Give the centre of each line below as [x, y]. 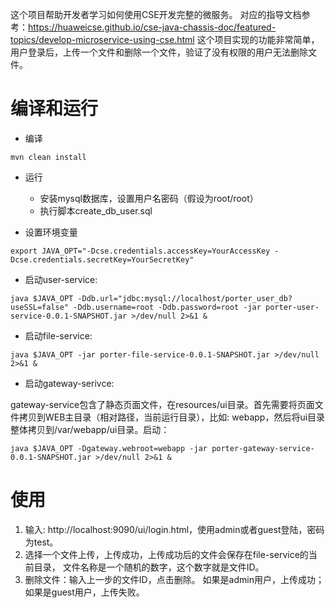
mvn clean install [48, 157]
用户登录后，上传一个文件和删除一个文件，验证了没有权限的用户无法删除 [159, 52]
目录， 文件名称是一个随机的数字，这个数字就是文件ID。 [149, 567]
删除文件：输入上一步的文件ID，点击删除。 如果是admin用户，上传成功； [174, 579]
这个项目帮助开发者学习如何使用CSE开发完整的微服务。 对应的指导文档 [156, 14]
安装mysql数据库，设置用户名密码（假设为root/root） [149, 198]
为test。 [41, 542]
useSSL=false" [40, 307]
